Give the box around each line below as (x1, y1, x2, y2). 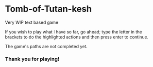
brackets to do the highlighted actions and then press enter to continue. (5, 34, 149, 40)
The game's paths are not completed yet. (5, 43, 87, 49)
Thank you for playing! (5, 55, 60, 62)
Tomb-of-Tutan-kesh (5, 3, 92, 15)
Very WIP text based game (5, 19, 59, 25)
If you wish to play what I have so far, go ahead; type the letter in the (5, 29, 142, 34)
